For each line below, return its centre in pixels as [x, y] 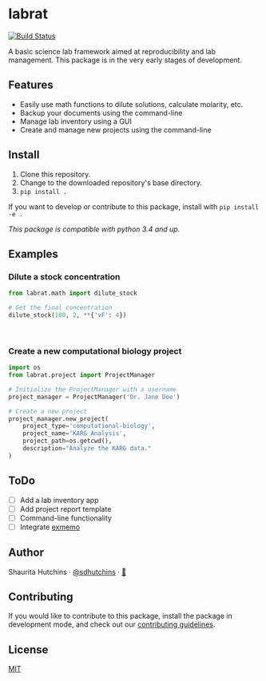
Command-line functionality [66, 518]
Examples [33, 253]
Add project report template [66, 509]
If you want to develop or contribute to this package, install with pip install [134, 206]
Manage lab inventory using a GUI [75, 121]
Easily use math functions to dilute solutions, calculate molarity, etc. [131, 104]
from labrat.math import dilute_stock [73, 293]
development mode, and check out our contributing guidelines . [112, 624]
